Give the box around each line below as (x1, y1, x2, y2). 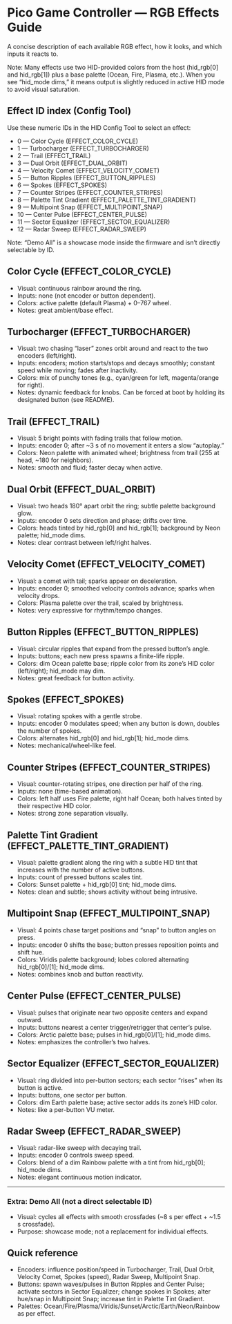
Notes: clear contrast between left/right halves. (17, 539, 152, 546)
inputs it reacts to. (7, 50, 59, 58)
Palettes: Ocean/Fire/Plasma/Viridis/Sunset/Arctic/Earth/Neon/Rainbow (17, 1302, 220, 1310)
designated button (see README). (17, 396, 115, 404)
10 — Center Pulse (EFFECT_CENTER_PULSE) (17, 210, 147, 218)
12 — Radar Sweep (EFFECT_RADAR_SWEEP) (17, 224, 147, 233)
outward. (17, 1015, 43, 1024)
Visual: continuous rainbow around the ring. (17, 284, 142, 292)
